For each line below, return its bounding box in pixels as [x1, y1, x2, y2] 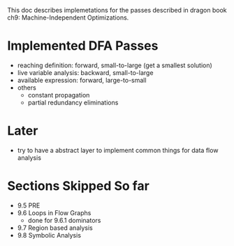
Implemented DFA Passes [7, 38, 159, 54]
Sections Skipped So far [7, 178, 150, 194]
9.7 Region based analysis [17, 224, 93, 232]
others [17, 83, 36, 92]
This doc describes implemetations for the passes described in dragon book [7, 6, 227, 14]
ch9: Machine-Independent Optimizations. [7, 13, 129, 22]
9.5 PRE [17, 201, 41, 210]
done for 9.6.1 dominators [27, 216, 101, 224]
